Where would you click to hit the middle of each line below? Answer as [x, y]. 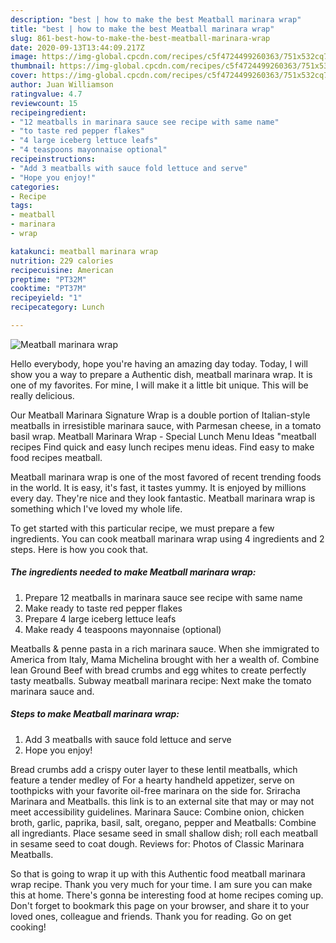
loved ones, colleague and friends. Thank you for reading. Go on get [151, 916]
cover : [24, 76]
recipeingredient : [48, 112]
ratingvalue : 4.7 [46, 94]
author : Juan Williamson [62, 85]
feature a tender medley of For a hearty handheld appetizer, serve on [152, 780]
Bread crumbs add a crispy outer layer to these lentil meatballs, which [154, 769]
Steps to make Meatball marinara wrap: [95, 714]
